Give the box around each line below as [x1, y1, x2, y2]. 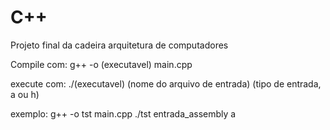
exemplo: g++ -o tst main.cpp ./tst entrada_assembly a [10, 107, 237, 120]
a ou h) [10, 88, 40, 100]
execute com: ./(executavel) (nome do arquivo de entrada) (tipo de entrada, [10, 77, 322, 90]
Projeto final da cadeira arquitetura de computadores [10, 39, 229, 51]
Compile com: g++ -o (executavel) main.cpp [10, 58, 193, 70]
